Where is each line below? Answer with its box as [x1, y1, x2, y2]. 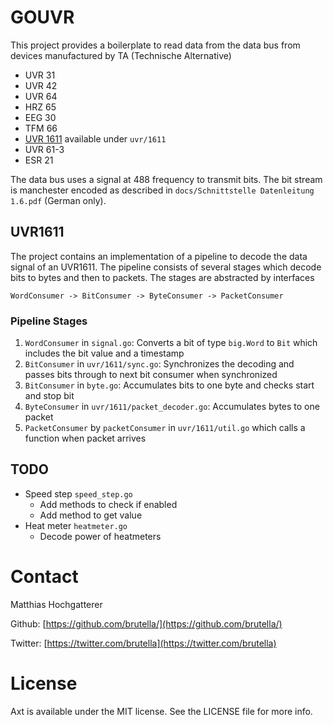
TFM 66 [24, 122, 58, 134]
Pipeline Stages [10, 314, 88, 328]
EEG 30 [24, 111, 57, 123]
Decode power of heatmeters [39, 530, 162, 542]
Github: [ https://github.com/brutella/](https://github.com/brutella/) [10, 617, 283, 630]
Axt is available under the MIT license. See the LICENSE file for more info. [10, 705, 313, 717]
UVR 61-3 [24, 143, 65, 155]
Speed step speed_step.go [24, 487, 133, 500]
